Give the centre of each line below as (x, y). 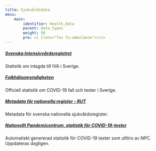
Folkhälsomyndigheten (30, 77)
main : (20, 19)
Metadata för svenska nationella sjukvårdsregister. (57, 114)
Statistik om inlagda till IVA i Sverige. (42, 66)
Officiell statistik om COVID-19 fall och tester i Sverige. (61, 90)
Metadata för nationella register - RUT (45, 101)
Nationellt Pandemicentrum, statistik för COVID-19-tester (66, 126)
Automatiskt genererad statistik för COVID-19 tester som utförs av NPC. (78, 138)
